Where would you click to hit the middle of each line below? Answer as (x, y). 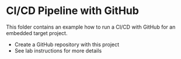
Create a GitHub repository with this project (67, 44)
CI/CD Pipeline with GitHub (72, 11)
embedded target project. (37, 33)
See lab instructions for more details (58, 50)
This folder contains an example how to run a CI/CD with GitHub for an (91, 27)
